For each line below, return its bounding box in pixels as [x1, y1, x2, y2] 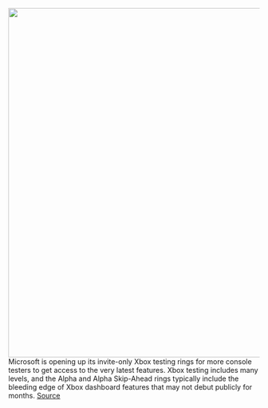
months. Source [8, 391, 61, 400]
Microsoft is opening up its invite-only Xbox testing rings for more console [8, 357, 253, 366]
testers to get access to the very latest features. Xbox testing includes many [8, 366, 258, 374]
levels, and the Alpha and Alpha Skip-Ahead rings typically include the [8, 374, 239, 383]
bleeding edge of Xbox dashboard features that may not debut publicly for [8, 382, 253, 391]
